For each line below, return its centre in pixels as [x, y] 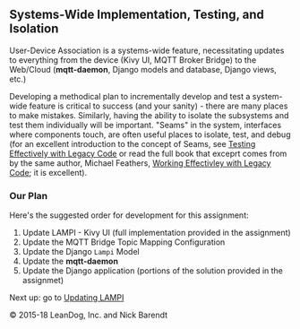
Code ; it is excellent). [48, 172]
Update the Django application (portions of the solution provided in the [153, 271]
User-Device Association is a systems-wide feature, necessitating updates [147, 50]
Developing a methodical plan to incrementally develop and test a [130, 96]
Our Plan [29, 195]
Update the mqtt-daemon [70, 261]
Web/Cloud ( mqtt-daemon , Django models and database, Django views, [143, 69]
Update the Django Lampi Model [81, 252]
